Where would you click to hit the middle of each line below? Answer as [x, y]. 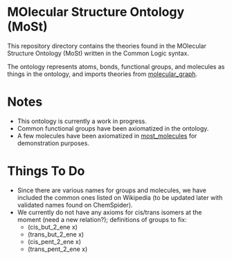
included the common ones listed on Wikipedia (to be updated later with [120, 197]
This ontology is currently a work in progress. [82, 121]
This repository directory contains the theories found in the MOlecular [107, 46]
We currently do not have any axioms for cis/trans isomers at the [109, 212]
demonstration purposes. [53, 143]
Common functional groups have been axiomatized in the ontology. [113, 128]
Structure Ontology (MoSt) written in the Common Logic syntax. [98, 53]
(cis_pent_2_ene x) [54, 241]
